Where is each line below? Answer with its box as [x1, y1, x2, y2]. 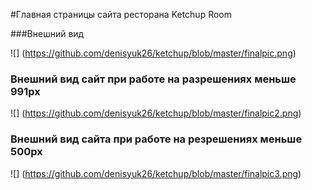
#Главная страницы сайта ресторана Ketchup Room [10, 9, 233, 20]
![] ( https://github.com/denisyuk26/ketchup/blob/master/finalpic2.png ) [10, 107, 302, 119]
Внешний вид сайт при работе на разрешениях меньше [10, 72, 297, 86]
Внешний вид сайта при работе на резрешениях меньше [10, 132, 303, 146]
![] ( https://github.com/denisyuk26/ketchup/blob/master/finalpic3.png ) [10, 167, 302, 179]
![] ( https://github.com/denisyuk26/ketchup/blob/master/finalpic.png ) [10, 47, 297, 59]
